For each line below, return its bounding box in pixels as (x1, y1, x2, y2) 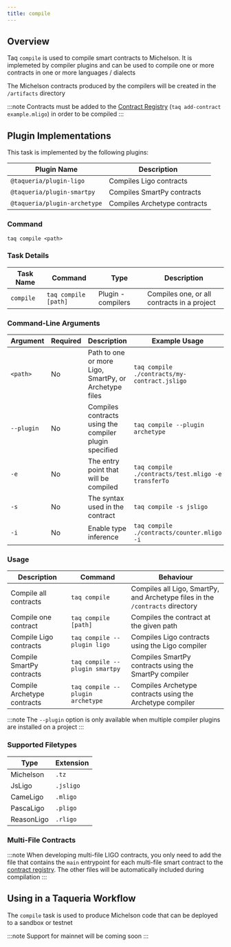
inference (88, 532, 119, 542)
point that (88, 465, 119, 475)
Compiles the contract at (131, 612, 211, 622)
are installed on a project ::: (7, 723, 85, 731)
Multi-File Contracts (7, 835, 76, 845)
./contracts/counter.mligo (133, 529, 222, 537)
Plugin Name (34, 165, 78, 175)
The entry (88, 457, 120, 466)
